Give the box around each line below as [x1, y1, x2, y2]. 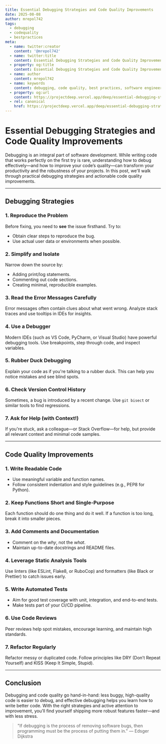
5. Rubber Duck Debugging [5, 357, 72, 364]
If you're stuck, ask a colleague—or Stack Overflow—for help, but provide [5, 426, 156, 432]
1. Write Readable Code [5, 465, 62, 472]
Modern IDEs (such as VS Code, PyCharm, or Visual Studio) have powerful [5, 334, 157, 340]
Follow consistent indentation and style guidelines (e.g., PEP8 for [12, 482, 145, 488]
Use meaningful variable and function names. [12, 476, 105, 482]
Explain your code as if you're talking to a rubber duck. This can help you [5, 368, 154, 374]
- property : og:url [9, 90, 50, 95]
